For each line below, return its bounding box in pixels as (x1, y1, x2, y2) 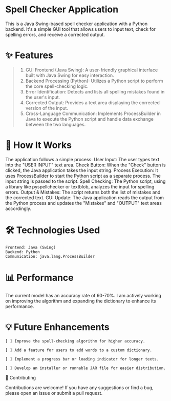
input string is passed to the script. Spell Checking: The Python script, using (5, 178, 166, 184)
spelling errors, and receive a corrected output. (5, 31, 105, 37)
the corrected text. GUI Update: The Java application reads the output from (5, 194, 164, 201)
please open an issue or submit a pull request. (5, 390, 103, 396)
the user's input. (25, 94, 60, 100)
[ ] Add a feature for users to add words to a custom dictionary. (5, 348, 153, 353)
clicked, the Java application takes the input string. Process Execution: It (5, 167, 158, 173)
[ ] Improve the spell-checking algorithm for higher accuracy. (5, 338, 145, 343)
